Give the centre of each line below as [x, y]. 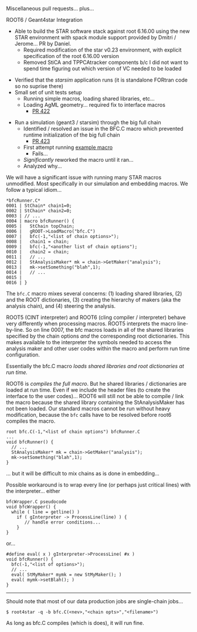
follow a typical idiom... [34, 190]
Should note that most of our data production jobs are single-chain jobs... [95, 601]
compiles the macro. [31, 421]
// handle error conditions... [62, 522]
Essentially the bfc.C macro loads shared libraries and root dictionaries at [95, 366]
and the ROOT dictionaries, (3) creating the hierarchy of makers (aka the [94, 300]
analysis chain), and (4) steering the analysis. [61, 306]
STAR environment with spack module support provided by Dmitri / [95, 37]
